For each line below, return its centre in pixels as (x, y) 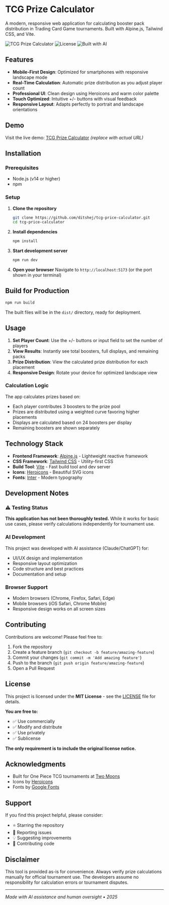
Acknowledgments (36, 764)
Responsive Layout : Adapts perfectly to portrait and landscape (78, 104)
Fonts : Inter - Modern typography (48, 477)
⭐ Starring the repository (38, 825)
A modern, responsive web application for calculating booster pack (75, 23)
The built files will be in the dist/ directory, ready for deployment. (73, 312)
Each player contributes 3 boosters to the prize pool (66, 406)
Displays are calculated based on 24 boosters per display (72, 422)
